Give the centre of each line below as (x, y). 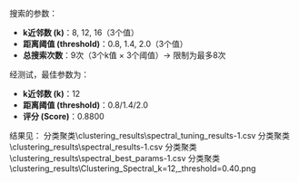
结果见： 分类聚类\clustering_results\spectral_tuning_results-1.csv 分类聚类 (150, 135)
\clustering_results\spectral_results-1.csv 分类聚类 (103, 147)
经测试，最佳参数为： (49, 74)
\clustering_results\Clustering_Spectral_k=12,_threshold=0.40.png (133, 169)
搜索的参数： (33, 13)
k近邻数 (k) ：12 (51, 94)
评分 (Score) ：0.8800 (63, 116)
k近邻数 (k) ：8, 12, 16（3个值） (80, 33)
